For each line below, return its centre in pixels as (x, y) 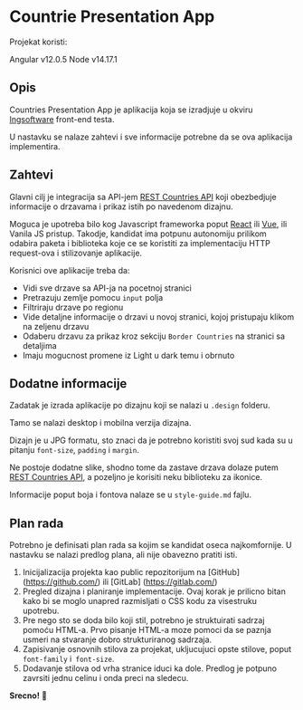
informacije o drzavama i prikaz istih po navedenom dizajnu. (121, 206)
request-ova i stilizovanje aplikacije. (76, 253)
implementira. (35, 146)
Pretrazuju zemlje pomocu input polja (93, 297)
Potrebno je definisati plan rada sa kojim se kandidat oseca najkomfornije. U (151, 545)
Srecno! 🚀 (28, 696)
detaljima (39, 345)
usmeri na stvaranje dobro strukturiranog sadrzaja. (117, 639)
